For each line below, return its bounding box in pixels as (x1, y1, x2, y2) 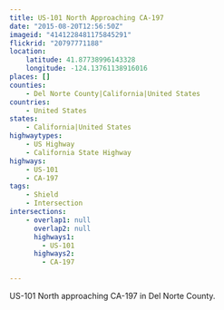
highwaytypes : (9, 131, 63, 140)
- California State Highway (25, 148, 131, 157)
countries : (9, 97, 51, 107)
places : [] (9, 73, 51, 82)
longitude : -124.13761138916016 (25, 64, 148, 73)
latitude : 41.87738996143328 (25, 55, 136, 64)
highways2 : (33, 249, 75, 258)
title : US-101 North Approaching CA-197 (9, 13, 165, 23)
